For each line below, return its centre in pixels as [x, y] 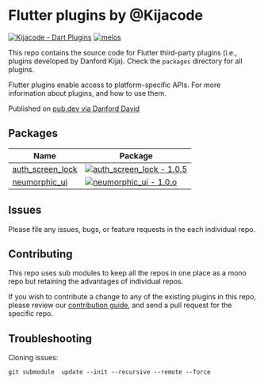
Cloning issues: [33, 358]
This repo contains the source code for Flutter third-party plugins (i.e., [123, 52]
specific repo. [31, 314]
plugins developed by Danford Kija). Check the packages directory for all [126, 61]
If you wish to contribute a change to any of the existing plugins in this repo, [132, 297]
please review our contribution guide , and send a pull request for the [120, 305]
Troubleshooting [50, 338]
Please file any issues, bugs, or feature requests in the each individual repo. [132, 229]
